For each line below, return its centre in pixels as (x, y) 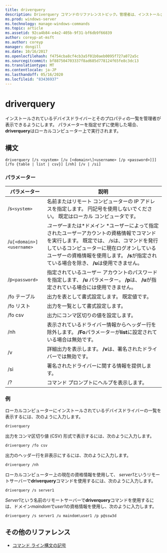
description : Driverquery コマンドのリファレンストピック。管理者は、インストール (83, 14)
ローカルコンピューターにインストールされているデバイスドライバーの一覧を (83, 411)
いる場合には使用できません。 (102, 287)
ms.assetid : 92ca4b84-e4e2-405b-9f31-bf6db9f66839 (59, 33)
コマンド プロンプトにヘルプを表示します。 (97, 383)
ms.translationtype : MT (30, 65)
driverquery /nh (22, 465)
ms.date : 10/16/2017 (27, 51)
